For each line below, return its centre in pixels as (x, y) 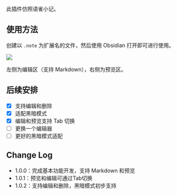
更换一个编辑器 (33, 128)
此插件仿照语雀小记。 (33, 9)
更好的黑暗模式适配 (39, 136)
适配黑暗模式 (31, 113)
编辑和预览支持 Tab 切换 (45, 121)
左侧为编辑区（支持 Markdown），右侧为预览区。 (66, 69)
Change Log (29, 155)
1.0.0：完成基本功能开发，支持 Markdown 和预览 (75, 170)
